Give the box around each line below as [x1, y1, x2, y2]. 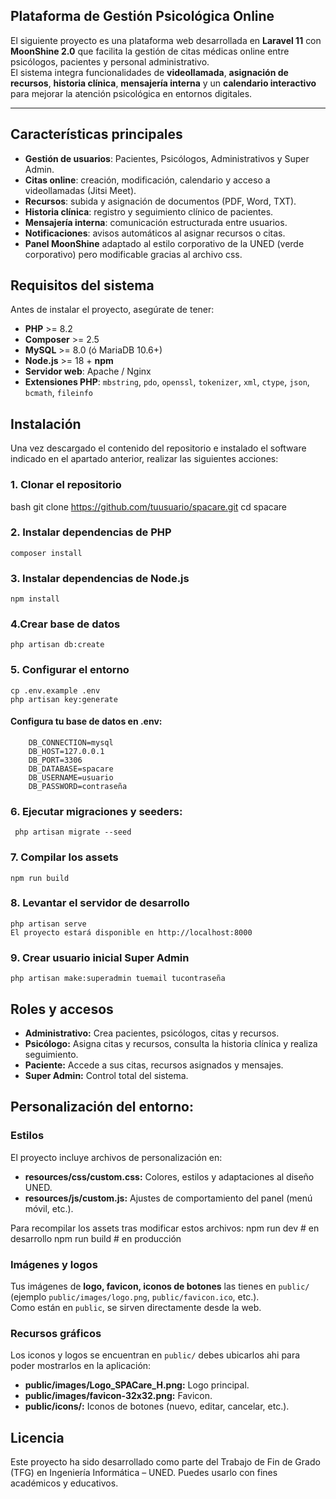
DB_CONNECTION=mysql [28, 737, 114, 748]
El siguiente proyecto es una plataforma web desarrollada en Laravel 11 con [10, 34, 322, 46]
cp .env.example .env [10, 685, 101, 696]
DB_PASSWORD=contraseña [28, 781, 128, 791]
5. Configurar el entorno [10, 663, 130, 677]
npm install [10, 594, 60, 604]
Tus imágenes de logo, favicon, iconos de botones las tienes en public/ [10, 1280, 310, 1292]
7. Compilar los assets [10, 850, 119, 864]
